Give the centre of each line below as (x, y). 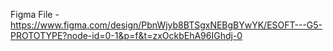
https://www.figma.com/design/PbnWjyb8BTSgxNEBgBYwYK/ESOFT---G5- (166, 25)
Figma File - (35, 14)
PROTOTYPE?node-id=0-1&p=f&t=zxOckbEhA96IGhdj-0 (126, 35)
